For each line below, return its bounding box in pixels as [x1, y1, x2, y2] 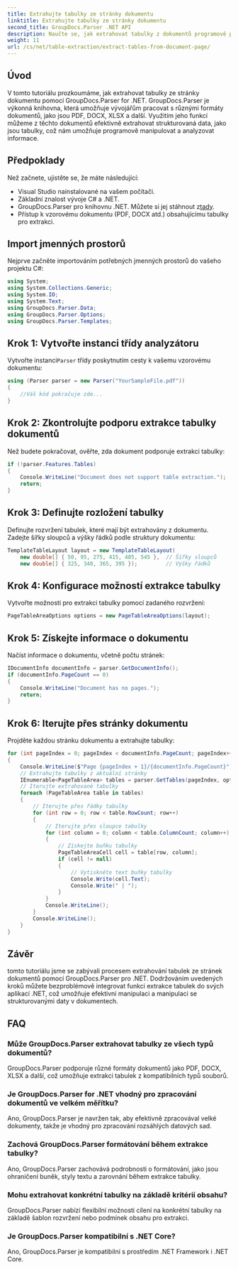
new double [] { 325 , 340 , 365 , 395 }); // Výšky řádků [20, 560, 211, 567]
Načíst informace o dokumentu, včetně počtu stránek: [7, 651, 165, 659]
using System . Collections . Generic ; [7, 285, 113, 292]
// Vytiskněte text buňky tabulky [70, 868, 173, 876]
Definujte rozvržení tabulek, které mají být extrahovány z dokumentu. [7, 525, 209, 534]
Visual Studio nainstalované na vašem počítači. [17, 187, 155, 195]
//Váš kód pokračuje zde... [20, 391, 103, 398]
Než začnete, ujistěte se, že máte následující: [7, 173, 140, 182]
